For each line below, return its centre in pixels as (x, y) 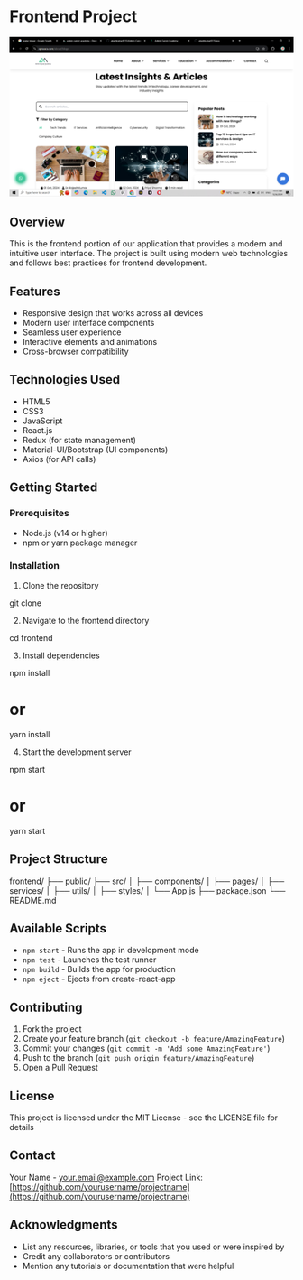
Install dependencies (61, 655)
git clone (26, 603)
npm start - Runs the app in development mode (111, 951)
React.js (37, 430)
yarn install (30, 734)
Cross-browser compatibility (75, 352)
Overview (37, 222)
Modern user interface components (88, 323)
